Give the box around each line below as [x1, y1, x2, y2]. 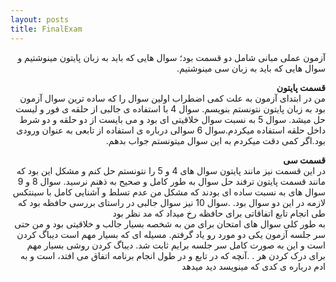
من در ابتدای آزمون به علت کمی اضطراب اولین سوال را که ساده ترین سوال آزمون [19, 92, 326, 104]
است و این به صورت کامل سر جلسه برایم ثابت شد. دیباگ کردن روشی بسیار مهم [26, 239, 326, 251]
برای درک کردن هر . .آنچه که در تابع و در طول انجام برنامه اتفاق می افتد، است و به [19, 249, 326, 261]
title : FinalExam [10, 24, 83, 34]
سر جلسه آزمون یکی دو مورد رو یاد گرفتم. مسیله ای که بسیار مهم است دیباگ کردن [16, 228, 326, 240]
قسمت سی [283, 154, 326, 166]
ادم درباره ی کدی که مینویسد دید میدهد [181, 260, 326, 272]
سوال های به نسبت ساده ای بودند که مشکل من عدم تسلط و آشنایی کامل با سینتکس [12, 186, 326, 198]
